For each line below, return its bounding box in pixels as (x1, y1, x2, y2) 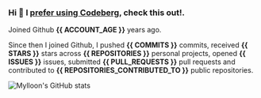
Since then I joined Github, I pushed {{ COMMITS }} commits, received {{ (8, 40, 248, 50)
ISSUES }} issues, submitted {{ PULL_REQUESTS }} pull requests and (8, 57, 236, 66)
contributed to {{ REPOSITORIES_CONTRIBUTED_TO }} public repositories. (8, 66, 254, 75)
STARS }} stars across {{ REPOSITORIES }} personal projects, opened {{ (8, 49, 246, 58)
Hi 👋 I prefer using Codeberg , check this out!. (8, 7, 185, 18)
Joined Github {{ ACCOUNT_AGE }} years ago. (8, 25, 162, 35)
